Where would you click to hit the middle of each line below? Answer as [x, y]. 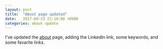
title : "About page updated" [36, 14]
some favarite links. [25, 43]
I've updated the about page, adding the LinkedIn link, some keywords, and [81, 37]
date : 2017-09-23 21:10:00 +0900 [42, 19]
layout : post [19, 10]
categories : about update [32, 23]
